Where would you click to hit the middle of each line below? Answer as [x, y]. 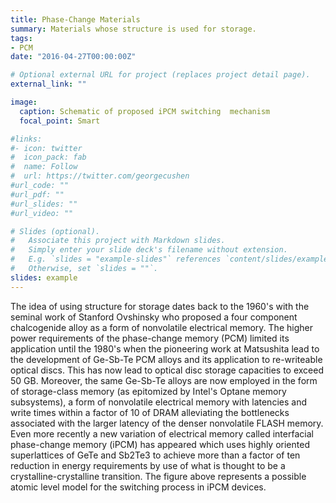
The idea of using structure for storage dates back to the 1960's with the [160, 306]
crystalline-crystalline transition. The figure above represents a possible [158, 476]
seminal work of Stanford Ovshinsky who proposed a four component [154, 317]
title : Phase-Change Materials [75, 19]
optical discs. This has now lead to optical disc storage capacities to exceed [167, 370]
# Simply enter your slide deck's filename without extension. [149, 250]
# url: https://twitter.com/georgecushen [100, 176]
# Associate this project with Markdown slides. [118, 241]
